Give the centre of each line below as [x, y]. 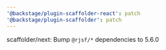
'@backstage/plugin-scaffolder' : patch [64, 20]
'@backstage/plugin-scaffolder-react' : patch [73, 13]
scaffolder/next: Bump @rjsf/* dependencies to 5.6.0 [83, 39]
